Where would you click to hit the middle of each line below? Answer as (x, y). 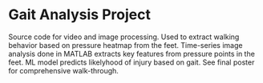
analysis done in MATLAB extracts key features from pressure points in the (131, 53)
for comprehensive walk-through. (63, 70)
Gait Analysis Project (79, 15)
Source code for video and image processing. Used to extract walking (124, 37)
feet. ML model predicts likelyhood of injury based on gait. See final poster (131, 62)
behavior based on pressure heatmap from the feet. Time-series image (125, 45)
